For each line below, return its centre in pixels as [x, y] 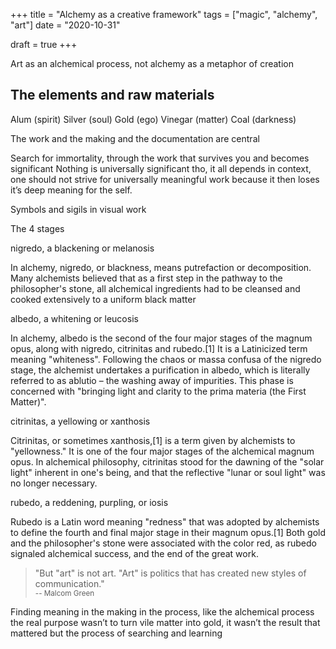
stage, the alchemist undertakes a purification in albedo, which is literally [160, 370]
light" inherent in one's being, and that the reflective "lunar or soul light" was [168, 472]
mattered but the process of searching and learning [116, 633]
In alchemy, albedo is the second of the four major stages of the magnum [161, 338]
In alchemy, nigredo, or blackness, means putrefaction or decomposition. [161, 267]
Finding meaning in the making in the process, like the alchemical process [162, 611]
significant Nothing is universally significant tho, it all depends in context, [161, 168]
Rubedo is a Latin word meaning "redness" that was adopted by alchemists [165, 521]
